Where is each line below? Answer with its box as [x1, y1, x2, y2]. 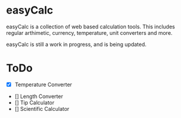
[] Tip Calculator [14, 99, 54, 106]
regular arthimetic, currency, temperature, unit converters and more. [6, 29, 173, 36]
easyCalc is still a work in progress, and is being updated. [6, 41, 147, 48]
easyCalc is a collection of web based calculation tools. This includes [6, 23, 176, 30]
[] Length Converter [14, 93, 63, 100]
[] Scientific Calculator [14, 105, 70, 112]
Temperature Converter [14, 81, 72, 88]
